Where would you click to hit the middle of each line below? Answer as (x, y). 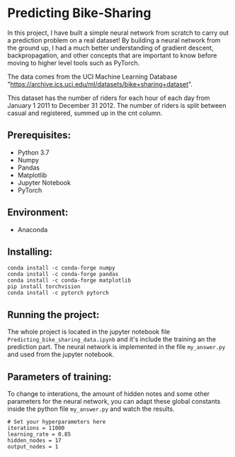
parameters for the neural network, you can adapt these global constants (114, 401)
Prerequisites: (39, 135)
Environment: (38, 213)
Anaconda (33, 229)
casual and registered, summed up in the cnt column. (85, 113)
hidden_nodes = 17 (34, 441)
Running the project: (53, 315)
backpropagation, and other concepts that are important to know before (112, 55)
